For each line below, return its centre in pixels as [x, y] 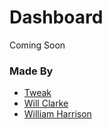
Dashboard [56, 17]
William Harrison [57, 114]
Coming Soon [37, 45]
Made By [31, 71]
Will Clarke [46, 103]
